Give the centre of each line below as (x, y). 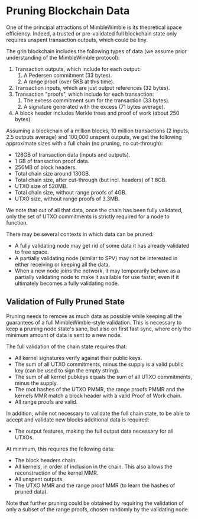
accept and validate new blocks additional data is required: (78, 419)
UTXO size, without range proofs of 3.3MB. (67, 199)
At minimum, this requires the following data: (61, 449)
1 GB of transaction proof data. (52, 161)
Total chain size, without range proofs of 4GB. (71, 192)
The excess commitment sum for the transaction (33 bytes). (97, 100)
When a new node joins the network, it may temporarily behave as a (97, 271)
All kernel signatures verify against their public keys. (78, 358)
